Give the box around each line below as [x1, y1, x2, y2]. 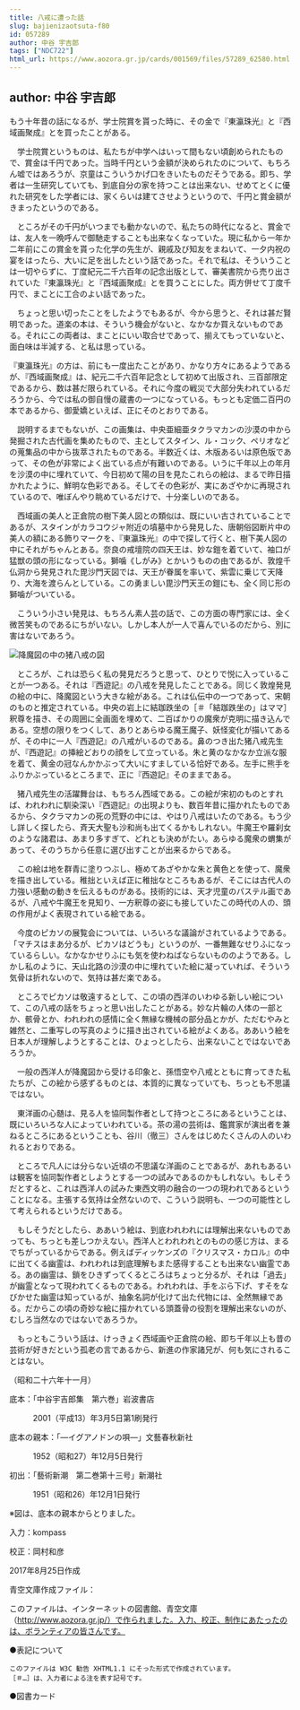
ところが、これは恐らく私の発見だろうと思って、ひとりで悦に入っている [16, 668, 282, 679]
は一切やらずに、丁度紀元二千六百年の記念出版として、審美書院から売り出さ [9, 265, 291, 276]
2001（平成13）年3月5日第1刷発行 [32, 1412, 159, 1423]
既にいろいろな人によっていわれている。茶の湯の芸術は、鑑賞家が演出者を [9, 1118, 283, 1130]
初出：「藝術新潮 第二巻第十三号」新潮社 [9, 1470, 163, 1480]
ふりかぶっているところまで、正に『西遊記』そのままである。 [9, 768, 236, 780]
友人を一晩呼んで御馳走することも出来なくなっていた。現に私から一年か [24, 232, 291, 243]
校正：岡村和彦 [9, 1546, 64, 1557]
